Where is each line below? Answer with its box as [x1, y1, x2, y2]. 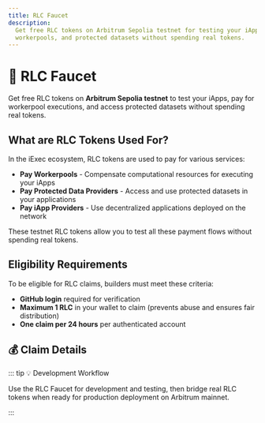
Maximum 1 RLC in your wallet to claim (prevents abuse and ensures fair [19, 302, 255, 312]
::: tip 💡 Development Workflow [8, 368, 110, 377]
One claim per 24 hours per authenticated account [19, 319, 186, 328]
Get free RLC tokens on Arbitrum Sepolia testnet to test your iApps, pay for [8, 94, 255, 103]
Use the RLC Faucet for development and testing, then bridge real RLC [8, 384, 237, 393]
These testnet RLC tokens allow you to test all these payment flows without [8, 226, 252, 236]
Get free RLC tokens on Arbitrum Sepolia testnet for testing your [15, 26, 242, 34]
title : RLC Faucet [8, 11, 69, 20]
